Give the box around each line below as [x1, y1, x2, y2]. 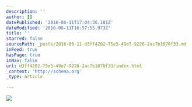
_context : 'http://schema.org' [6, 68, 82, 74]
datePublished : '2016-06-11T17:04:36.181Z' [6, 19, 114, 25]
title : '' [6, 30, 30, 36]
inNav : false [6, 57, 38, 63]
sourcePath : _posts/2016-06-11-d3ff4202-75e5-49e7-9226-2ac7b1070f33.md [6, 42, 187, 47]
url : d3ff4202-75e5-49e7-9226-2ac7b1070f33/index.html [6, 63, 142, 69]
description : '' [6, 8, 46, 15]
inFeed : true [6, 47, 38, 53]
